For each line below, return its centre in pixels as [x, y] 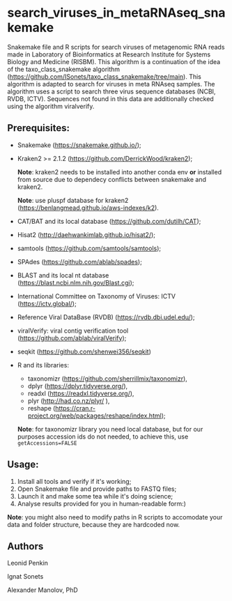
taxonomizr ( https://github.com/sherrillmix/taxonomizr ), [108, 379]
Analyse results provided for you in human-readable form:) [102, 503]
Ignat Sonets [25, 577]
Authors [25, 546]
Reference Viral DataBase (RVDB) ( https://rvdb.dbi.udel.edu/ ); [106, 317]
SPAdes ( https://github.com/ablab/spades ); [80, 261]
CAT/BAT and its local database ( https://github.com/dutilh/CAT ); [109, 221]
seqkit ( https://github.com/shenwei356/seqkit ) [84, 351]
